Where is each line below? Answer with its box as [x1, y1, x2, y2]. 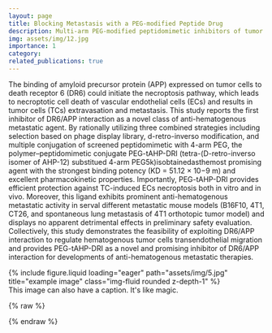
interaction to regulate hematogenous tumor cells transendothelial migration [8, 235, 262, 244]
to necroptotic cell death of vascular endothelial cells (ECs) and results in [8, 97, 253, 106]
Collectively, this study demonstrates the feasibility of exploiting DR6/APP [8, 226, 255, 236]
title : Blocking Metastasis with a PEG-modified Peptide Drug [8, 19, 223, 28]
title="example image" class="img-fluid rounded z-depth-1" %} [8, 276, 221, 286]
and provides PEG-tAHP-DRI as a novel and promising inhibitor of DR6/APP [8, 243, 260, 253]
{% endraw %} [8, 316, 58, 326]
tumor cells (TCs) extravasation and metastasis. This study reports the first [8, 105, 259, 115]
